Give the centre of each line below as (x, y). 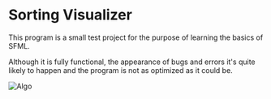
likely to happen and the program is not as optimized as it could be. (120, 70)
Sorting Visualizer (70, 15)
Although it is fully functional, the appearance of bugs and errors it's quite (132, 62)
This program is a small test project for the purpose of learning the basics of (136, 37)
